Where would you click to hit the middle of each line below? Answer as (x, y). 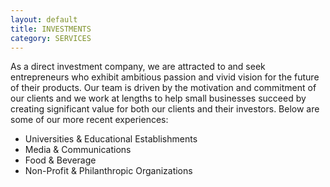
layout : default (44, 19)
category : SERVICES (51, 38)
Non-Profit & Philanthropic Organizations (108, 171)
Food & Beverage (60, 160)
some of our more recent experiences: (89, 120)
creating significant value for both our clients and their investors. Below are (165, 109)
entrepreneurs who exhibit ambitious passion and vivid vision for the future (165, 77)
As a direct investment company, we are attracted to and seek (138, 67)
